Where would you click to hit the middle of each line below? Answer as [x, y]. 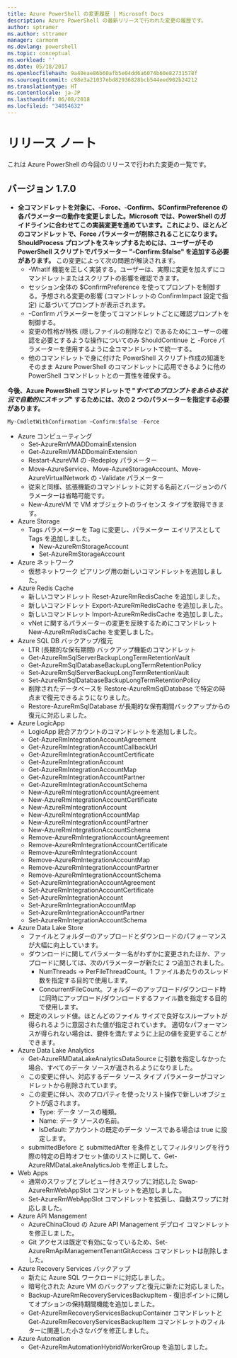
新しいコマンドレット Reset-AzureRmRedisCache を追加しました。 [126, 596]
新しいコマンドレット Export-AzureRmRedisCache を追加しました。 [127, 605]
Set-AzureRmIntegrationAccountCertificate [91, 890]
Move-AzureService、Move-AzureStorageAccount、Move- [115, 469]
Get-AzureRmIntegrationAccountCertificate [91, 754]
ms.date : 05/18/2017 [38, 67]
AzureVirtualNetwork [59, 477]
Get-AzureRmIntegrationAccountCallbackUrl [93, 747]
